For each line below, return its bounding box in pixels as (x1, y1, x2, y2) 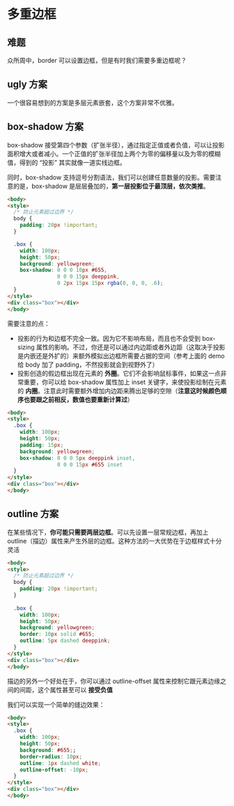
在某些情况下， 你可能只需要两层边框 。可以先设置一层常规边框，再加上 (7, 528, 209, 536)
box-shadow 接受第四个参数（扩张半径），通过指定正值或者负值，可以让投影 (7, 140, 225, 149)
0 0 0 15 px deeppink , (56, 273, 120, 280)
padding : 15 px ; (19, 441, 64, 448)
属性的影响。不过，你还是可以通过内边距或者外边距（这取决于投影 (36, 343, 226, 351)
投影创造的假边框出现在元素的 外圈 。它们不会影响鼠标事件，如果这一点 (17, 369, 221, 377)
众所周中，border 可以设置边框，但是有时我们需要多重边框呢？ (7, 57, 187, 64)
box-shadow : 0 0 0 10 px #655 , (19, 267, 108, 274)
